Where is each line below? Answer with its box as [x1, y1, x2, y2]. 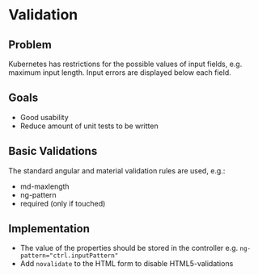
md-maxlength [19, 181, 70, 191]
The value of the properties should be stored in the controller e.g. [19, 244, 239, 253]
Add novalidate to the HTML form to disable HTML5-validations [19, 259, 234, 269]
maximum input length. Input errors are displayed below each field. [8, 68, 232, 77]
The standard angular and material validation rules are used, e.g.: [8, 165, 226, 175]
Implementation [8, 222, 91, 235]
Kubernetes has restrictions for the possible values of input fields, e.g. [8, 59, 243, 69]
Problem [8, 38, 53, 52]
